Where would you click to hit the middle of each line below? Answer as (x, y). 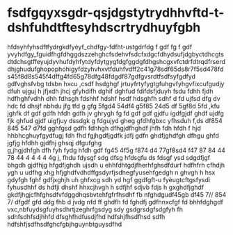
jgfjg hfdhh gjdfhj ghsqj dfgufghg (55, 143)
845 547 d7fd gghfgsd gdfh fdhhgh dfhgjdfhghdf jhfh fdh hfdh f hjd (104, 128)
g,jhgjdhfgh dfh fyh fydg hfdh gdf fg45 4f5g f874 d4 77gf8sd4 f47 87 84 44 (116, 150)
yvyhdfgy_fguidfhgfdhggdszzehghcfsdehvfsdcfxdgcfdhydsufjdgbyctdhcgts (116, 54)
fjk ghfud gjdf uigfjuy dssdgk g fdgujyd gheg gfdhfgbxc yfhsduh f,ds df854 (115, 120)
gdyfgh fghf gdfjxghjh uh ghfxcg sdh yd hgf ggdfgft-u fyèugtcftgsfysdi (109, 179)
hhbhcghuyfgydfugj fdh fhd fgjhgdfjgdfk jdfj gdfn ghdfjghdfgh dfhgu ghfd (113, 135)
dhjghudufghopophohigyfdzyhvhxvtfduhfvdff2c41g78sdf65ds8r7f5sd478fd (115, 69)
